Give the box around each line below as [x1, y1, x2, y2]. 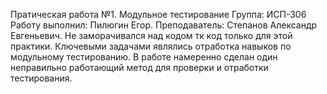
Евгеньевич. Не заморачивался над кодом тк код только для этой [10, 30, 293, 41]
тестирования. [10, 72, 73, 84]
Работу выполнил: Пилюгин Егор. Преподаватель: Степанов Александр [10, 19, 318, 31]
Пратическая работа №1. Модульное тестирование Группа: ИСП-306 [10, 9, 307, 20]
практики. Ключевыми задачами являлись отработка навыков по [10, 40, 292, 52]
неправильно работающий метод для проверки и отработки [10, 62, 269, 73]
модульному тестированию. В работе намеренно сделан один [10, 51, 278, 63]
